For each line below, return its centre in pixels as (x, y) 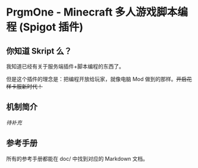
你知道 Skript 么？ (39, 51)
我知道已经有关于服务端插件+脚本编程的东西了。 (65, 66)
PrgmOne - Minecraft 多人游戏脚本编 (97, 12)
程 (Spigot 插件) (45, 27)
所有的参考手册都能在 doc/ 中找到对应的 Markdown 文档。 (77, 158)
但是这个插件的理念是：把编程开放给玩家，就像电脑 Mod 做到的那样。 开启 (97, 79)
